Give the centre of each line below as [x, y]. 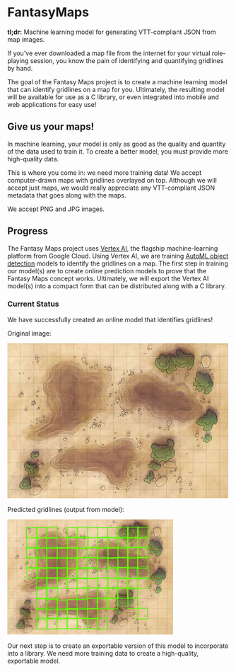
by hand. [20, 68]
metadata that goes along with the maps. [67, 195]
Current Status [33, 304]
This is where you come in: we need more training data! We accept [105, 172]
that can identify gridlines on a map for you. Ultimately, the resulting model [116, 89]
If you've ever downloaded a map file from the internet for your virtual [109, 53]
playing [18, 60]
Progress [28, 231]
